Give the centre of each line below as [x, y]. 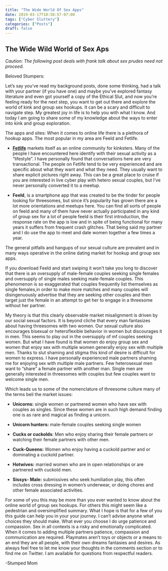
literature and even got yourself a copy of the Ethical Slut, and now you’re [81, 97]
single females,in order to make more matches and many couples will [77, 289]
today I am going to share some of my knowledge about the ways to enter [81, 118]
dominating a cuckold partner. [43, 454]
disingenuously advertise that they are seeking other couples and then [78, 295]
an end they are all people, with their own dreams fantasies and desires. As [83, 542]
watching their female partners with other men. [61, 439]
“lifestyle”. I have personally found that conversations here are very [82, 158]
